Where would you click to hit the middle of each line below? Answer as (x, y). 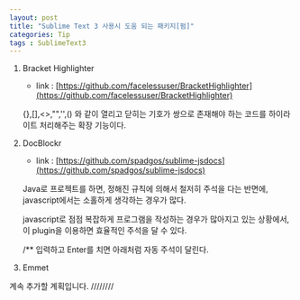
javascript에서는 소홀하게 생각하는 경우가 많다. (104, 200)
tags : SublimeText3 (48, 43)
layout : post (34, 18)
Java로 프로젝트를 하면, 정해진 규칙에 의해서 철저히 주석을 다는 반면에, (145, 189)
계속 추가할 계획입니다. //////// (62, 286)
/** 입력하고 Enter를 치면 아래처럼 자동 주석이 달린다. (115, 250)
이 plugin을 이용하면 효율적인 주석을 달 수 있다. (105, 231)
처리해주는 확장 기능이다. (83, 125)
